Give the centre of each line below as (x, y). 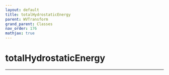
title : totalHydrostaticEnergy (38, 15)
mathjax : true (20, 33)
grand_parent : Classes (29, 24)
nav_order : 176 (21, 29)
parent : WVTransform (27, 19)
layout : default (22, 10)
